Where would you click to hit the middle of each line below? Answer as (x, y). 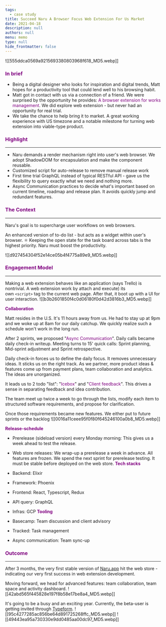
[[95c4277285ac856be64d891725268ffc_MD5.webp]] (61, 614)
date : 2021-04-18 (23, 24)
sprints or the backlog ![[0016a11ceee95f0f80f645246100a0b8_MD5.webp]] (83, 419)
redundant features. (32, 197)
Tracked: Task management (41, 530)
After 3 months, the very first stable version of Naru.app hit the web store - (82, 569)
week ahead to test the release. (44, 443)
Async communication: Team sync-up (51, 540)
